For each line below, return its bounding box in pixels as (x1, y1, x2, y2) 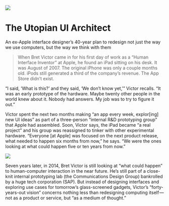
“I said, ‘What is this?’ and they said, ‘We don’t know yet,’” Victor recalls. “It (5, 85, 161, 91)
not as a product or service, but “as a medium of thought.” (5, 194, 126, 201)
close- (147, 168, 160, 174)
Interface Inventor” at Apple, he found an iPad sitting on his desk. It (17, 59, 157, 65)
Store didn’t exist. (17, 75, 54, 81)
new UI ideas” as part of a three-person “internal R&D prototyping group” (5, 116, 157, 123)
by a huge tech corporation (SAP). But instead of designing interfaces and (5, 179, 159, 185)
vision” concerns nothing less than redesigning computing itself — (27, 189, 164, 195)
